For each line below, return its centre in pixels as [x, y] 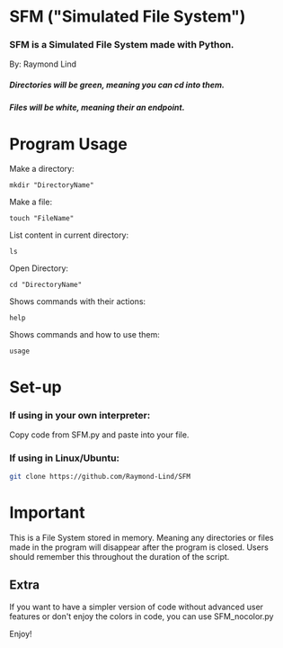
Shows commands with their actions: [78, 301]
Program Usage [68, 144]
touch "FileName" [42, 219]
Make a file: [31, 202]
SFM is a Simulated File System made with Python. [122, 45]
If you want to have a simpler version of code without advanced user [136, 607]
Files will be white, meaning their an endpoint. [97, 108]
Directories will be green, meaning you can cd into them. [117, 85]
